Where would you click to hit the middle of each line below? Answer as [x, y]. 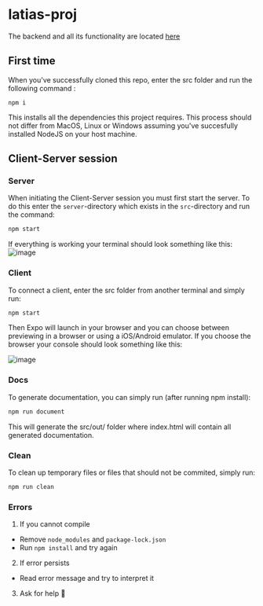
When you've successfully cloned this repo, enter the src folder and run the [130, 79]
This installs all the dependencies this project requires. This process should [130, 117]
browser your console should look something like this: [95, 344]
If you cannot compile [55, 524]
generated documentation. [51, 435]
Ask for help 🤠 [42, 593]
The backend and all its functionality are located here [94, 36]
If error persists [44, 563]
